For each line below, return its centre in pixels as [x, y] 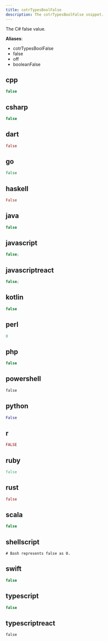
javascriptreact [30, 270]
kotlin [15, 297]
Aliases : [14, 39]
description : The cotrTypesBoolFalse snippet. [55, 15]
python [17, 406]
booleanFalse [27, 64]
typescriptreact [30, 623]
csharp [17, 107]
